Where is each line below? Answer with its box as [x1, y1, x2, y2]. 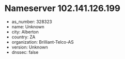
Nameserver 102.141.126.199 [4, 3, 121, 14]
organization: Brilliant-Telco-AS [11, 39, 74, 45]
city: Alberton [11, 29, 39, 35]
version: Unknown [11, 44, 48, 50]
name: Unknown [11, 24, 45, 29]
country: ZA [11, 34, 36, 40]
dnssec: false [11, 49, 39, 55]
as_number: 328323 [11, 19, 52, 24]
